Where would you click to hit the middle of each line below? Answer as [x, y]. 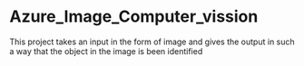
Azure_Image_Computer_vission [134, 17]
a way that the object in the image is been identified [106, 51]
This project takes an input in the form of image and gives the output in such [152, 42]
